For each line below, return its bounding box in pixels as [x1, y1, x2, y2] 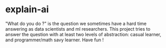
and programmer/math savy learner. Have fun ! [5, 37, 104, 43]
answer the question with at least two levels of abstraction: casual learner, [5, 31, 161, 37]
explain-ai [5, 4, 49, 15]
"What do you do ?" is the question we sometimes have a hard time [5, 20, 147, 27]
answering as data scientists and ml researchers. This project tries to [5, 26, 151, 32]
